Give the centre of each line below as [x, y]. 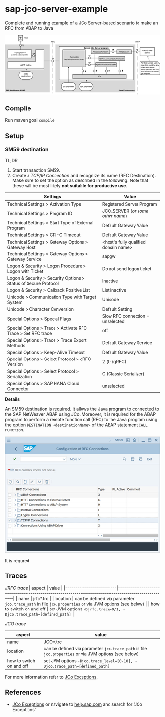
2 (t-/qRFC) [114, 361]
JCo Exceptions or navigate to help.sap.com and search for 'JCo [77, 704]
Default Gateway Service [127, 343]
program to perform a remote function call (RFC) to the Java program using [81, 420]
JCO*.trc [53, 642]
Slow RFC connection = [126, 316]
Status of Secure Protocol [33, 283]
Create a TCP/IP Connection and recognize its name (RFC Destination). [84, 175]
